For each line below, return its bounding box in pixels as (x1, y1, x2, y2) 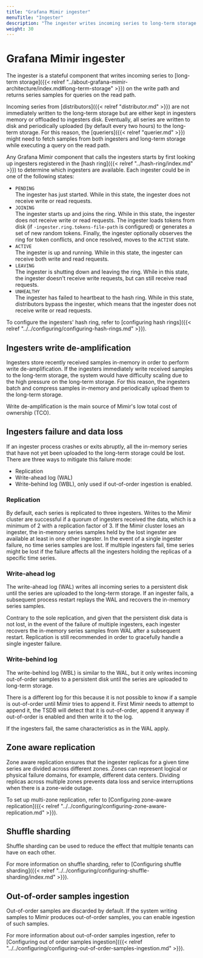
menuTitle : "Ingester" (6, 15, 64, 21)
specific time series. (6, 554, 57, 561)
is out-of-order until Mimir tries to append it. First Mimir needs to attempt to (6, 700, 195, 707)
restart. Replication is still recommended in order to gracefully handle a (6, 634, 184, 641)
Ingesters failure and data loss (6, 427, 123, 437)
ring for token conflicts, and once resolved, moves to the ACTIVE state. (15, 236, 190, 243)
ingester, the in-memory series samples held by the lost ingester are (6, 529, 177, 536)
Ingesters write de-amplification (6, 343, 131, 353)
